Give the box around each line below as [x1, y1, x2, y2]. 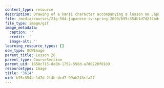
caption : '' [9, 30, 34, 35]
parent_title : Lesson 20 [5, 52, 56, 58]
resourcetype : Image [5, 66, 47, 71]
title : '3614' [5, 71, 34, 76]
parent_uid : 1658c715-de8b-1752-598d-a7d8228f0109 [5, 62, 110, 66]
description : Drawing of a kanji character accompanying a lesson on [5, 12, 150, 17]
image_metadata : [5, 25, 38, 30]
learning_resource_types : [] [5, 44, 64, 48]
